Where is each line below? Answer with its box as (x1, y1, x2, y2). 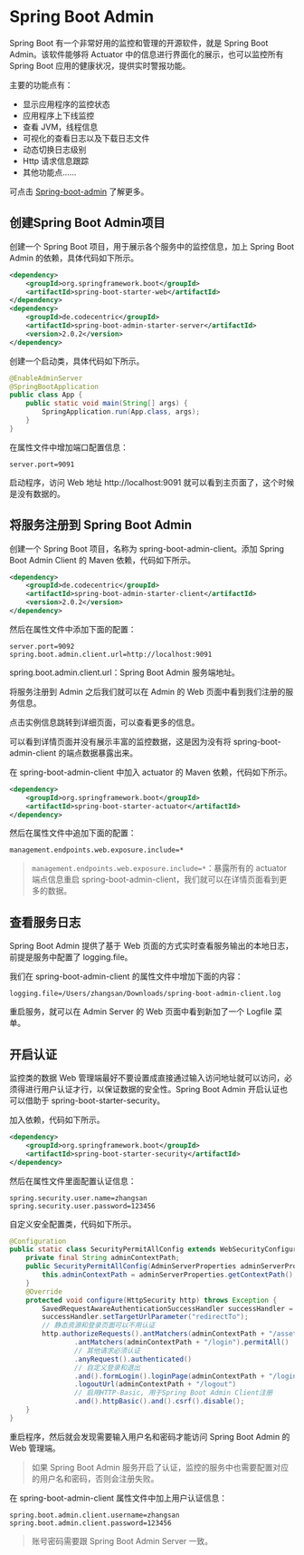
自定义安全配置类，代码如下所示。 (9, 1218, 137, 1229)
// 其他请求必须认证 (73, 1345, 141, 1355)
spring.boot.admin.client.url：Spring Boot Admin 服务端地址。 (9, 667, 240, 678)
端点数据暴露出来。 (66, 747, 138, 758)
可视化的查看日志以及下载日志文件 (22, 132, 150, 143)
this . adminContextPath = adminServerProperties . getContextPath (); (42, 1270, 298, 1280)
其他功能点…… (22, 166, 77, 178)
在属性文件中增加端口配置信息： (9, 442, 128, 453)
